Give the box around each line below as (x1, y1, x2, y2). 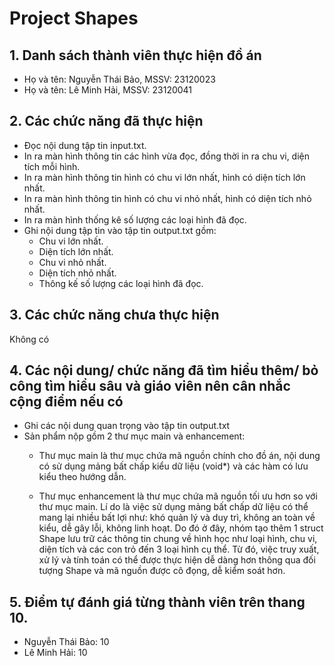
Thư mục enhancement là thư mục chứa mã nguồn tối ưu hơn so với (38, 490, 318, 502)
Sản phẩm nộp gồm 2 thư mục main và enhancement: (23, 430, 246, 442)
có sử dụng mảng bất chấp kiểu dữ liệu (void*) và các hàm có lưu (38, 460, 309, 472)
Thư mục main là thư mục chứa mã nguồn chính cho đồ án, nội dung (38, 450, 321, 462)
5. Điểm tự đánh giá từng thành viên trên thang (9, 593, 306, 611)
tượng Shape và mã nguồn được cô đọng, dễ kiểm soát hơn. (38, 565, 286, 577)
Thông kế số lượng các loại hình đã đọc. (38, 277, 204, 289)
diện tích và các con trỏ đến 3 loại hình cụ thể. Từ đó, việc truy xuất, (38, 543, 320, 556)
